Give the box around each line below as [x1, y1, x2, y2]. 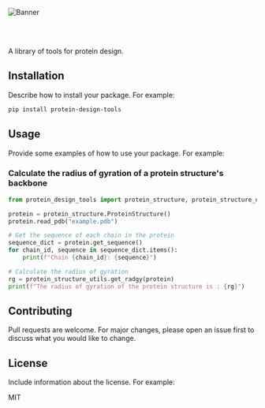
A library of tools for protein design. [8, 47, 124, 55]
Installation [8, 69, 65, 83]
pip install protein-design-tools [8, 105, 122, 114]
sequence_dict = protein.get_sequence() [8, 239, 144, 247]
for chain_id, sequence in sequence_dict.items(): [8, 246, 178, 254]
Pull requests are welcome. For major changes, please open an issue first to [8, 325, 255, 335]
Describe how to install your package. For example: [8, 90, 175, 99]
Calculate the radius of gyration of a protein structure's [8, 168, 224, 179]
